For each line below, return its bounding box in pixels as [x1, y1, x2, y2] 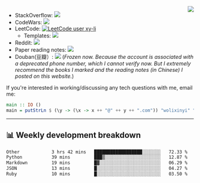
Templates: [23, 32, 51, 39]
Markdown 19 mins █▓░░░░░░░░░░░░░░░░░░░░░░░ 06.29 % [6, 160, 187, 166]
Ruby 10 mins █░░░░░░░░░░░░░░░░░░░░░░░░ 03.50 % [6, 171, 187, 177]
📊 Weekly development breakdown [6, 130, 141, 140]
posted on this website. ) [14, 72, 74, 80]
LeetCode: [14, 25, 41, 32]
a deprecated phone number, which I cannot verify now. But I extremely [14, 60, 191, 67]
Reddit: [14, 39, 33, 46]
